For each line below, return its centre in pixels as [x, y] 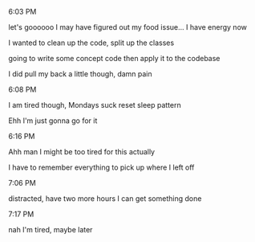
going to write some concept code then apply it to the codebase [114, 58]
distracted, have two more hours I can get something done [105, 199]
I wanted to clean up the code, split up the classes [91, 43]
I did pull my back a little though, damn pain [80, 74]
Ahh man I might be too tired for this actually [81, 152]
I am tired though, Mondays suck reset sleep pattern [95, 105]
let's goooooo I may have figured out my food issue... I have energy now [127, 27]
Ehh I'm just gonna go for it [53, 121]
